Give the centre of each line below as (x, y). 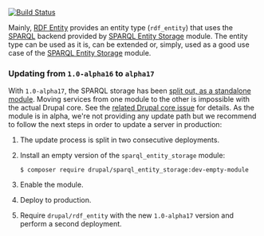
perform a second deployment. (71, 224)
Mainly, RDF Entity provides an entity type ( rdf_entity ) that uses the (121, 27)
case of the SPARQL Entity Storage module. (80, 53)
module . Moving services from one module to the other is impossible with (129, 99)
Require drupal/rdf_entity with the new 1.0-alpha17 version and (126, 215)
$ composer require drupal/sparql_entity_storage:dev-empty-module (134, 170)
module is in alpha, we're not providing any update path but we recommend (132, 116)
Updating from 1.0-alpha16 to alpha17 (81, 73)
